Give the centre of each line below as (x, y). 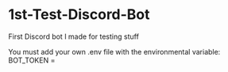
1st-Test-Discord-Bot (79, 15)
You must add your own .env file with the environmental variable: (114, 51)
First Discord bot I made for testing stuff (73, 36)
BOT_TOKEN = (32, 60)
